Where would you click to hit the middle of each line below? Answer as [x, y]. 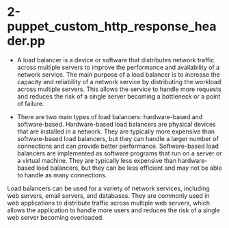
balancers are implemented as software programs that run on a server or [119, 153]
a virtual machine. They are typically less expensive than [97, 160]
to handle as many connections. [62, 175]
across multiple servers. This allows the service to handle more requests [119, 89]
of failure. [30, 103]
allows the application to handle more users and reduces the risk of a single [113, 210]
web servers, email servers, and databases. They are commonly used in [108, 195]
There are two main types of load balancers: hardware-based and [110, 116]
